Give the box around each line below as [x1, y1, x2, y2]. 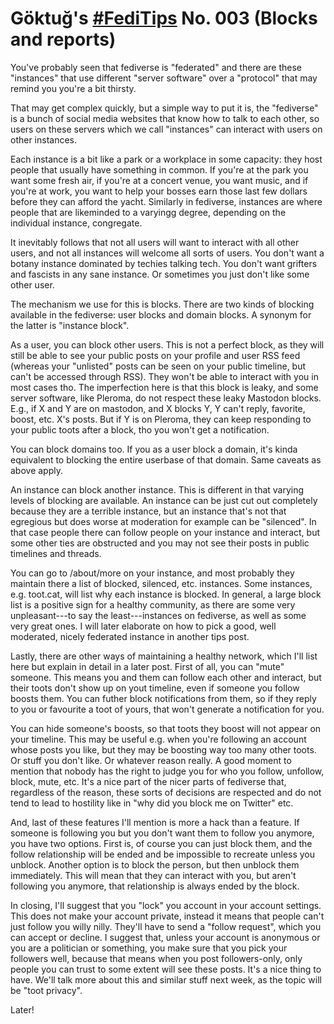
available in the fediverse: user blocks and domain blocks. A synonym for [10, 308, 312, 321]
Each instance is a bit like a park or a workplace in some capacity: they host [10, 153, 323, 165]
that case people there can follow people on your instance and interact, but [10, 526, 320, 538]
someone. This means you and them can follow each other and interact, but [10, 671, 322, 683]
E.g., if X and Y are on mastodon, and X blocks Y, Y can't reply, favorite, [10, 402, 306, 414]
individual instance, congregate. [10, 217, 143, 229]
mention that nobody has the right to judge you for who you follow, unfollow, [10, 765, 325, 777]
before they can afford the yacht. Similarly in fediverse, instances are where [10, 195, 323, 207]
